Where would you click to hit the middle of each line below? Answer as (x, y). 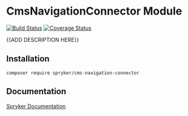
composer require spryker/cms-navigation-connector (73, 73)
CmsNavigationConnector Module (94, 11)
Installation (28, 59)
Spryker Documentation (36, 106)
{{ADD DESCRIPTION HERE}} (43, 39)
